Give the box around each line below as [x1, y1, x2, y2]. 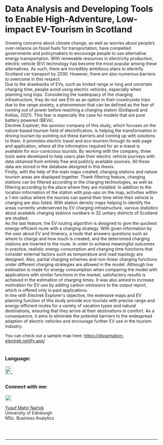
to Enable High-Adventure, [5, 14, 115, 25]
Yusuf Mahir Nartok [5, 405, 44, 411]
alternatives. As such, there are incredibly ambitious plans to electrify [5, 65, 144, 71]
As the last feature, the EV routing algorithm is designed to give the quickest [5, 220, 157, 226]
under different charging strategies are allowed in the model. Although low [5, 261, 154, 267]
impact [5, 24, 34, 35]
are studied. [5, 215, 29, 221]
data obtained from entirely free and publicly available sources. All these [5, 159, 150, 164]
